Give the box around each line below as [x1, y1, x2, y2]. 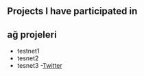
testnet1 [16, 47, 40, 55]
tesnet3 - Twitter [16, 62, 63, 70]
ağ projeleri [7, 29, 57, 40]
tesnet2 [16, 54, 39, 62]
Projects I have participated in [7, 5, 138, 17]
